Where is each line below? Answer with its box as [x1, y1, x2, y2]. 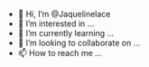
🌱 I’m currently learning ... [17, 28, 115, 38]
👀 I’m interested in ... [17, 18, 95, 29]
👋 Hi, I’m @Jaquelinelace [17, 9, 111, 19]
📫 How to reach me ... [17, 48, 102, 58]
